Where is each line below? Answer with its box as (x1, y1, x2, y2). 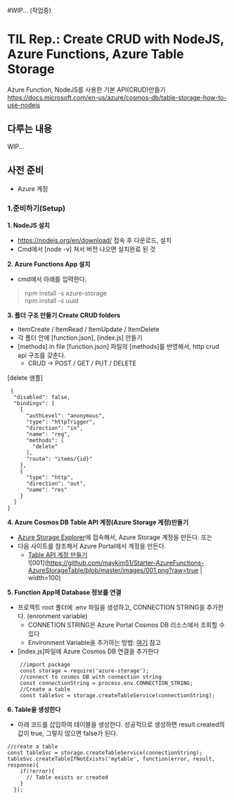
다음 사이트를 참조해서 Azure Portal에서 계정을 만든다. (17, 541, 167, 550)
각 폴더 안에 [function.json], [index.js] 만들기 (17, 333, 143, 342)
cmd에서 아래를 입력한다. (17, 274, 87, 283)
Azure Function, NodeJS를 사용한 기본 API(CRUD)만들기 (7, 85, 167, 94)
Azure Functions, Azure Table (7, 47, 184, 62)
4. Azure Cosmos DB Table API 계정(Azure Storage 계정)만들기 (7, 517, 189, 527)
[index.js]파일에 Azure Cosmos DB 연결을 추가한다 (17, 647, 160, 656)
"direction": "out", (25, 480, 86, 487)
